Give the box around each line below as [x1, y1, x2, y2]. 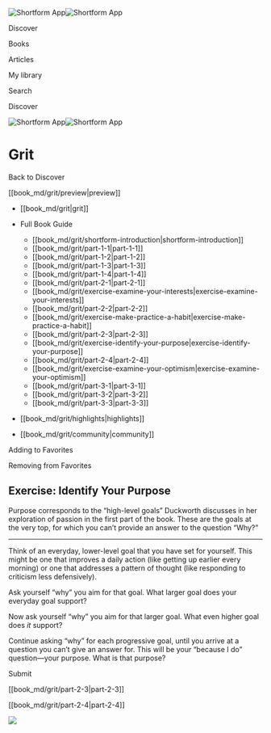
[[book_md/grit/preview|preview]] [8, 187, 121, 197]
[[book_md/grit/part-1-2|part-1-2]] [31, 251, 146, 262]
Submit [8, 668, 32, 678]
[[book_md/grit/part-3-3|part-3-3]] [31, 398, 149, 407]
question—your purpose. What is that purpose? [8, 653, 166, 663]
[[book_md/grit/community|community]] [19, 429, 155, 439]
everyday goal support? [8, 596, 87, 605]
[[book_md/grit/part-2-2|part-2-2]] [31, 303, 148, 313]
